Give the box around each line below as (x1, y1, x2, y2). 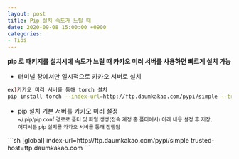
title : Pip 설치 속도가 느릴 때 (7, 17, 91, 24)
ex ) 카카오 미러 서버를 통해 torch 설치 (7, 87, 108, 94)
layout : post (7, 10, 46, 18)
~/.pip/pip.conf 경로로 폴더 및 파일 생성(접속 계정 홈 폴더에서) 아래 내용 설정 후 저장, (17, 116, 212, 123)
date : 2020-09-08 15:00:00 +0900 (7, 23, 107, 31)
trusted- (191, 136, 215, 144)
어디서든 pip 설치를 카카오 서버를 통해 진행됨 (17, 124, 121, 131)
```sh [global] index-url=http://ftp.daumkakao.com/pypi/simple (7, 136, 190, 144)
